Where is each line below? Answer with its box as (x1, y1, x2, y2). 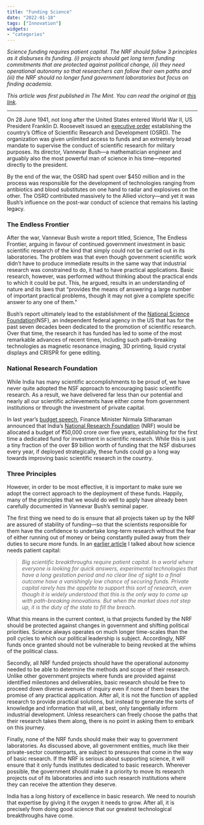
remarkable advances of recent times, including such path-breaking (7, 336, 177, 344)
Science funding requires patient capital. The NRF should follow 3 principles (7, 48, 197, 55)
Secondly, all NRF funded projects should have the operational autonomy (7, 659, 189, 667)
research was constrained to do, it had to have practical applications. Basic (7, 267, 194, 274)
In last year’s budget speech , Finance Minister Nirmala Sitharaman (7, 415, 172, 423)
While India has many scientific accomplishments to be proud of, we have (7, 378, 190, 385)
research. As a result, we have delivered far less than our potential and (7, 391, 183, 398)
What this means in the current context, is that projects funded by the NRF (7, 616, 192, 623)
